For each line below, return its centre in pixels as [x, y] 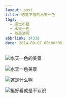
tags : [11, 19]
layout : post [19, 10]
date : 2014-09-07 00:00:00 [34, 43]
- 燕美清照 [20, 34]
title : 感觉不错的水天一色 [30, 15]
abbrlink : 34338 [22, 39]
